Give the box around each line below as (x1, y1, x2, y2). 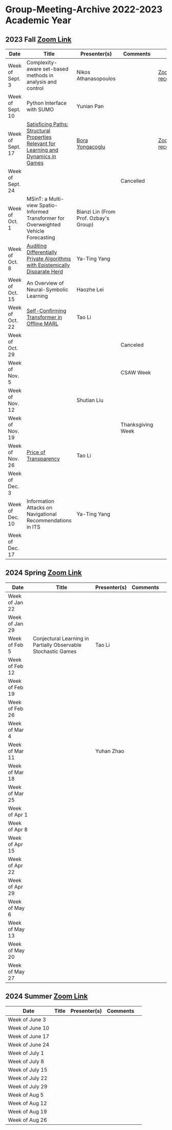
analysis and (26, 78, 57, 85)
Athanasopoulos (76, 75, 116, 82)
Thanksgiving (120, 421, 154, 428)
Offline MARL (26, 320, 59, 327)
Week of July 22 (8, 1074, 48, 1082)
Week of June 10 (8, 1024, 50, 1031)
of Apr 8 (8, 826, 28, 833)
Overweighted (26, 221, 61, 228)
